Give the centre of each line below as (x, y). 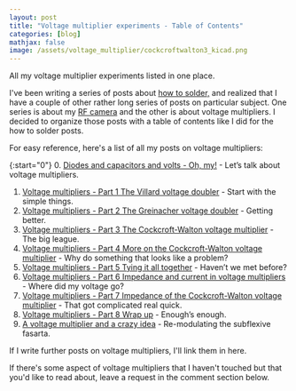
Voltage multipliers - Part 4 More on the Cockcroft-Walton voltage (142, 249)
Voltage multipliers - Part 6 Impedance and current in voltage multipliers (154, 277)
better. (34, 220)
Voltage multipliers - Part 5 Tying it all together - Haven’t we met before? (155, 267)
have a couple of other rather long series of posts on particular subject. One (148, 102)
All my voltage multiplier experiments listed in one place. (112, 76)
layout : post (33, 17)
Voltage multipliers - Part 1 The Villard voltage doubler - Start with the (149, 192)
